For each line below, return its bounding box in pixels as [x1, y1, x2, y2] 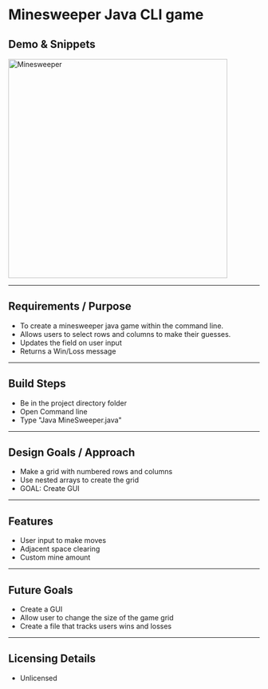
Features [8, 514, 53, 528]
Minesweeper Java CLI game [8, 6, 204, 24]
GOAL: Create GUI [19, 484, 80, 493]
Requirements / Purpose [8, 299, 132, 313]
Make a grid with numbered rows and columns [19, 467, 173, 477]
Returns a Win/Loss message [19, 346, 116, 356]
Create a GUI [19, 604, 63, 614]
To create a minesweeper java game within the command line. [19, 321, 224, 331]
